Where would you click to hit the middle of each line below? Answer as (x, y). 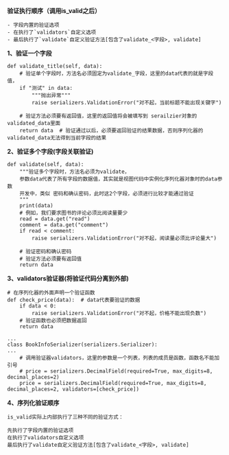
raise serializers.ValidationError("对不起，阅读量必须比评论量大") (124, 238)
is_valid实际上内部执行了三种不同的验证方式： (65, 417)
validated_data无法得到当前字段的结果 (57, 138)
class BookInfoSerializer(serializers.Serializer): (82, 345)
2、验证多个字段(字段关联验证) (50, 151)
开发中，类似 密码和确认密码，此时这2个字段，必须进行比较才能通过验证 (107, 194)
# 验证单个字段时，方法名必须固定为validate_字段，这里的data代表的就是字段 (117, 73)
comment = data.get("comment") (64, 225)
